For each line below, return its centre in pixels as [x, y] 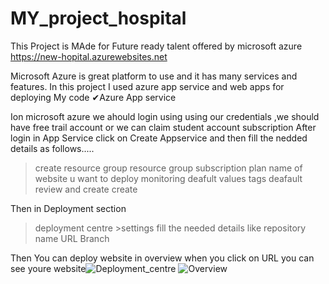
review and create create [86, 189]
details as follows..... [52, 148]
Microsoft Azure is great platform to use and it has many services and [154, 76]
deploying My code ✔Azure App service [93, 97]
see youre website [48, 268]
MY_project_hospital [98, 18]
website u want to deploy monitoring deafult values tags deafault [168, 178]
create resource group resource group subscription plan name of [168, 168]
